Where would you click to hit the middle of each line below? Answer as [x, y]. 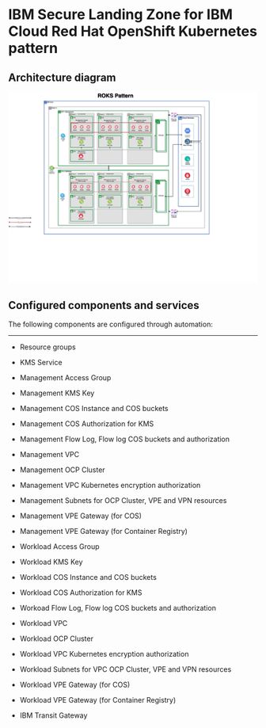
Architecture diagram [62, 77]
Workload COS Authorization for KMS [81, 593]
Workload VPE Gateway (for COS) [75, 685]
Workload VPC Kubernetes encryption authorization [104, 654]
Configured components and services [104, 305]
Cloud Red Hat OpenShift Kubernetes [133, 31]
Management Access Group [65, 378]
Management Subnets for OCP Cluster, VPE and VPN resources [123, 501]
